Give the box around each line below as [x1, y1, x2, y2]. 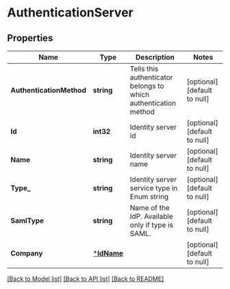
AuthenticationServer [7, 5, 133, 21]
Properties [7, 32, 53, 44]
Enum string [129, 192, 169, 201]
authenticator [129, 73, 173, 82]
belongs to [129, 81, 164, 91]
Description [136, 53, 175, 62]
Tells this [129, 64, 159, 73]
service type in [129, 183, 178, 193]
